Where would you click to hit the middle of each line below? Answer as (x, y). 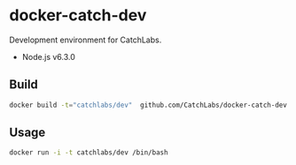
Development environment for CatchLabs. (86, 40)
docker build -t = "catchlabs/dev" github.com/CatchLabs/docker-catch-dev (148, 105)
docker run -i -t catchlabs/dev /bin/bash (89, 153)
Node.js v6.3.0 (48, 56)
